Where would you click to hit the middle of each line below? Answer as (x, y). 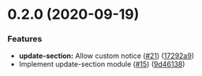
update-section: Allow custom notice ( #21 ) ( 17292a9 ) (107, 56)
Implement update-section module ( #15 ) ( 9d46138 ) (102, 64)
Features (25, 39)
